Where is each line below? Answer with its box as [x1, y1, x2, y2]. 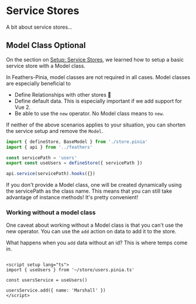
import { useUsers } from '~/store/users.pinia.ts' [6, 267, 135, 273]
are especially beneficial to [6, 80, 71, 87]
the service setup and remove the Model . [6, 127, 104, 134]
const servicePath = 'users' [6, 155, 77, 160]
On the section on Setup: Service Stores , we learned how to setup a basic [6, 56, 184, 63]
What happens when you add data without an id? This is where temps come [6, 239, 188, 247]
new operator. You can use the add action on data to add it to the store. [6, 228, 177, 235]
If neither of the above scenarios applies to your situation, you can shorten [6, 121, 186, 128]
